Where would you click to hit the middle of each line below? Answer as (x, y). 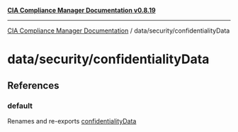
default (20, 106)
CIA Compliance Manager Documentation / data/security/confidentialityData (119, 31)
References (33, 86)
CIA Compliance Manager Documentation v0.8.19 (81, 10)
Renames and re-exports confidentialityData (72, 121)
